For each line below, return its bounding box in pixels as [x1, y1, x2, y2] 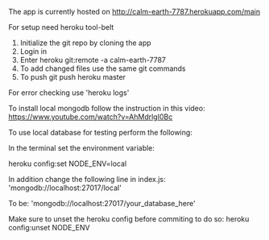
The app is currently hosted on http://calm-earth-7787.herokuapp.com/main [8, 7, 260, 16]
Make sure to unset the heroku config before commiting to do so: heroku [8, 214, 250, 224]
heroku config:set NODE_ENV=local [8, 159, 127, 168]
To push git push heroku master [19, 72, 126, 81]
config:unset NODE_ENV [8, 223, 90, 232]
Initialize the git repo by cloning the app [19, 38, 151, 48]
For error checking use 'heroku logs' [8, 88, 130, 97]
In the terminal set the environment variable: [8, 143, 155, 152]
